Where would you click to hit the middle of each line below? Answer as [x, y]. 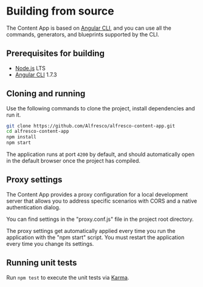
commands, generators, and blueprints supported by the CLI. [83, 34]
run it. [14, 115]
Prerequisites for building [56, 54]
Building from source [60, 11]
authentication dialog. [33, 207]
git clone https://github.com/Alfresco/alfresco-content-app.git [91, 126]
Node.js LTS [30, 68]
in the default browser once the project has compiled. [74, 161]
